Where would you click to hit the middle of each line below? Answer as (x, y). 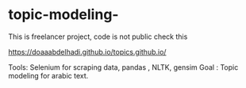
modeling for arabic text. (48, 75)
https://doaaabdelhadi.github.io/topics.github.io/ (87, 52)
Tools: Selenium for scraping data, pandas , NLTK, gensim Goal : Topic (123, 67)
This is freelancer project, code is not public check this (98, 36)
